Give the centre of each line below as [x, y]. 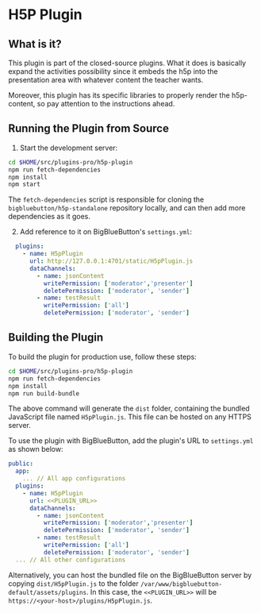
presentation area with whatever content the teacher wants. [106, 80]
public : [21, 464]
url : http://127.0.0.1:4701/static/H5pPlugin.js [111, 261]
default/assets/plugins [48, 592]
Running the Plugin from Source [88, 129]
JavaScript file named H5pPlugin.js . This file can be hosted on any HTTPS [130, 417]
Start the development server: [69, 148]
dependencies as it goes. [50, 217]
